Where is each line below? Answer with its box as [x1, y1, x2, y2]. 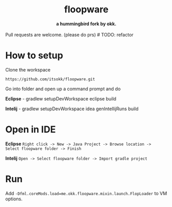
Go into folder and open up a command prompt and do [5, 85, 121, 92]
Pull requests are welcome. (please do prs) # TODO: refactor [5, 31, 133, 38]
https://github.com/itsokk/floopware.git [5, 76, 95, 82]
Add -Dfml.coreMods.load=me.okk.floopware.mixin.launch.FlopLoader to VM [5, 190, 167, 196]
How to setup [5, 50, 63, 61]
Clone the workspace [5, 66, 51, 73]
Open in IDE [5, 124, 56, 135]
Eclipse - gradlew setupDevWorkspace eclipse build [5, 95, 117, 101]
